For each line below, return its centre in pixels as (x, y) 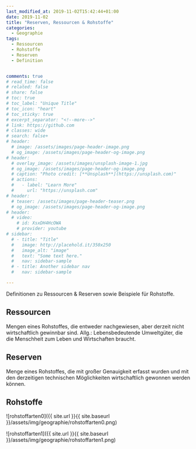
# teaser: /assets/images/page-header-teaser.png (73, 201)
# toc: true (20, 98)
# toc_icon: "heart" (31, 109)
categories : (20, 28)
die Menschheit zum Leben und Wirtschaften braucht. (71, 339)
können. (16, 383)
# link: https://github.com (40, 125)
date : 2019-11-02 (27, 17)
